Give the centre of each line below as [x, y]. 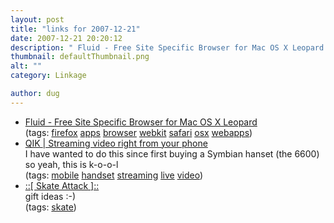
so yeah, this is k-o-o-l [71, 164]
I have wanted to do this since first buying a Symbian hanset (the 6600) [172, 153]
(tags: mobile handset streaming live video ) [113, 175]
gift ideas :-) [50, 196]
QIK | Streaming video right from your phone [116, 143]
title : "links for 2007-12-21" [75, 29]
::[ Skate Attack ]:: [62, 185]
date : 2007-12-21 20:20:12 [66, 38]
